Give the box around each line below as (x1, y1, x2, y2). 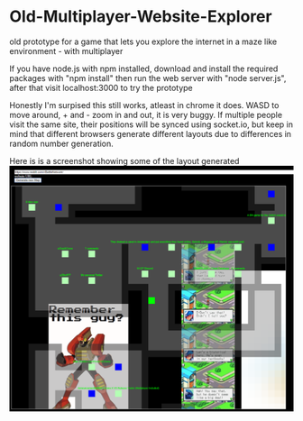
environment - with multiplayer (9, 45, 124, 56)
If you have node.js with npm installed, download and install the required (9, 63, 279, 74)
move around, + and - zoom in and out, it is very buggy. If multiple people (9, 109, 282, 120)
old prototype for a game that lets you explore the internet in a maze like (9, 36, 278, 47)
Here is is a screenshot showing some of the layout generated (9, 155, 240, 166)
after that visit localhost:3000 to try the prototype (9, 82, 194, 93)
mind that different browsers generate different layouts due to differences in (9, 128, 291, 139)
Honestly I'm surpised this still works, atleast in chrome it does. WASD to (9, 99, 280, 110)
